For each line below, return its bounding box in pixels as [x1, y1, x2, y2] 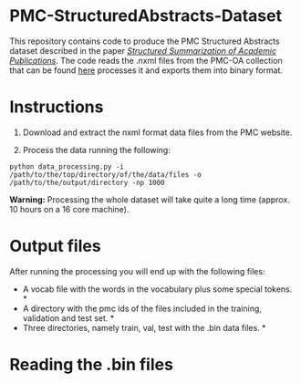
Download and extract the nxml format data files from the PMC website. [22, 127, 293, 138]
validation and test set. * [22, 312, 115, 324]
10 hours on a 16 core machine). [9, 203, 130, 214]
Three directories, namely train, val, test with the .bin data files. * [22, 322, 266, 333]
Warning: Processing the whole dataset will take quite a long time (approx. [9, 193, 290, 205]
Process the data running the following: [22, 144, 171, 155]
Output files [9, 236, 102, 256]
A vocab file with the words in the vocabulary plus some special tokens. [22, 284, 293, 295]
